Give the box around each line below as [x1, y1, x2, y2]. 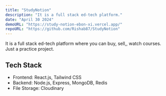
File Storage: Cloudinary [12, 85, 64, 91]
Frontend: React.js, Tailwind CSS [12, 74, 82, 80]
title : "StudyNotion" [5, 7, 52, 13]
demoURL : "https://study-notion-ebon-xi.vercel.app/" [5, 21, 123, 27]
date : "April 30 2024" [5, 17, 54, 22]
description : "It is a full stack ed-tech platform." [5, 12, 123, 17]
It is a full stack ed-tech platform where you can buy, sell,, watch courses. [5, 40, 161, 46]
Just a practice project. [5, 46, 54, 52]
